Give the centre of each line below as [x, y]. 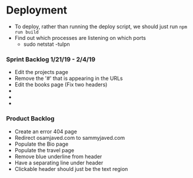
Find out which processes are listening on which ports [80, 38]
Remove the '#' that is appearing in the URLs [69, 78]
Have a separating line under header [59, 163]
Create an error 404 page [46, 131]
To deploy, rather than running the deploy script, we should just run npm [101, 26]
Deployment [37, 10]
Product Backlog [30, 119]
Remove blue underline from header [58, 156]
